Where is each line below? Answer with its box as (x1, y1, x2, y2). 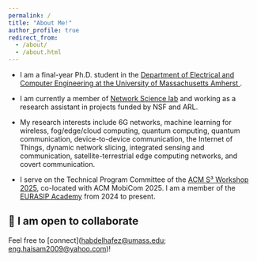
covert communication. (19, 160, 96, 168)
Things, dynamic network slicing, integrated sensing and (19, 143, 205, 152)
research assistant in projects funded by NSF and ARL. (19, 102, 198, 112)
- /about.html (15, 48, 62, 56)
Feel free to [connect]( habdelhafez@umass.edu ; (8, 235, 166, 245)
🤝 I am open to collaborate (8, 214, 139, 228)
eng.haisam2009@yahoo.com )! (8, 244, 111, 253)
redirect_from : (8, 33, 59, 42)
